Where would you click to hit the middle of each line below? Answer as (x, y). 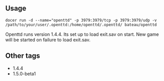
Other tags (23, 56)
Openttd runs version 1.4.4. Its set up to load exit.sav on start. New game (82, 34)
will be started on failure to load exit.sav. (48, 39)
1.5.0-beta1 (24, 73)
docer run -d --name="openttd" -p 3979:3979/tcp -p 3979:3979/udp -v (81, 20)
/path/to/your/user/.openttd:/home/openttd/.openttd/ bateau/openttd (81, 25)
